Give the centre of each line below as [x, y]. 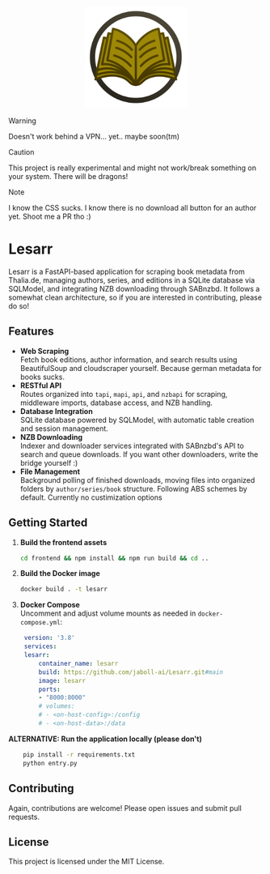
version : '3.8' [49, 638]
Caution [21, 152]
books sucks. [42, 377]
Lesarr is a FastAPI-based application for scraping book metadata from [127, 271]
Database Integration [56, 411]
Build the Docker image [60, 573]
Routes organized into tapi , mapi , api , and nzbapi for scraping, [124, 394]
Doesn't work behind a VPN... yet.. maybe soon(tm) [94, 136]
